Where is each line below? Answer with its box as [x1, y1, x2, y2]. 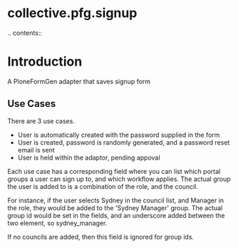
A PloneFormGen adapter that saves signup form [7, 77, 151, 86]
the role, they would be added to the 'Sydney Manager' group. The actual [7, 203, 223, 212]
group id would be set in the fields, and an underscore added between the [7, 211, 225, 219]
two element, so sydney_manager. [7, 219, 108, 227]
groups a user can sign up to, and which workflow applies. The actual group [7, 175, 231, 183]
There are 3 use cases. [7, 116, 75, 125]
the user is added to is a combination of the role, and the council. [7, 182, 198, 190]
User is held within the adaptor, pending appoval [17, 153, 160, 162]
